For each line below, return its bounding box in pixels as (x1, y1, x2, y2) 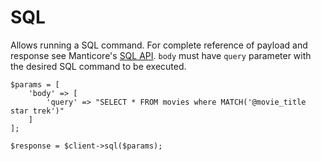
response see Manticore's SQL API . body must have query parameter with (10, 49, 312, 61)
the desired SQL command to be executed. (10, 60, 187, 72)
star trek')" (10, 106, 65, 116)
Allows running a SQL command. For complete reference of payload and (10, 39, 308, 51)
